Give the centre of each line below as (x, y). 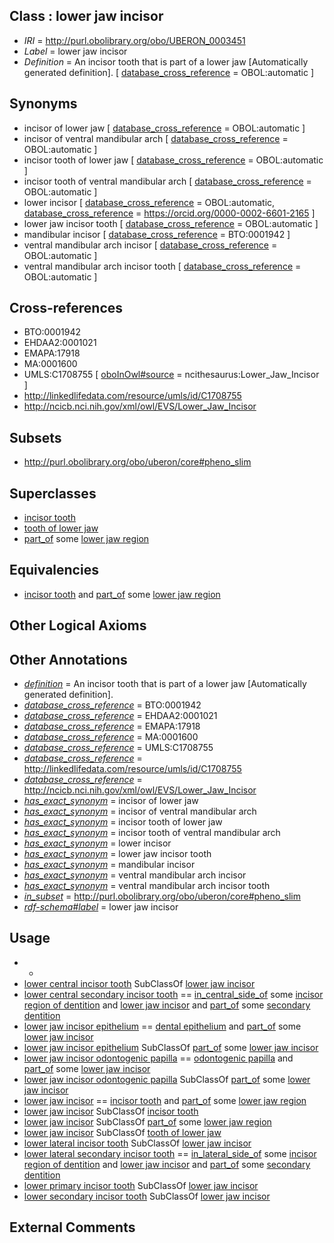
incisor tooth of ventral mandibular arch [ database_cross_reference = (167, 181)
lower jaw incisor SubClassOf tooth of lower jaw (122, 1132)
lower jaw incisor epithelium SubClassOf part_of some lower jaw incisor (171, 1047)
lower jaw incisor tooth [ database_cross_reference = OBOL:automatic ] (171, 223)
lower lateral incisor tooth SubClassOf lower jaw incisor (137, 1143)
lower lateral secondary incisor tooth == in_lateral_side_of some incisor (170, 1153)
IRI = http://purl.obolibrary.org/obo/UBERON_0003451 (134, 40)
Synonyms (43, 104)
